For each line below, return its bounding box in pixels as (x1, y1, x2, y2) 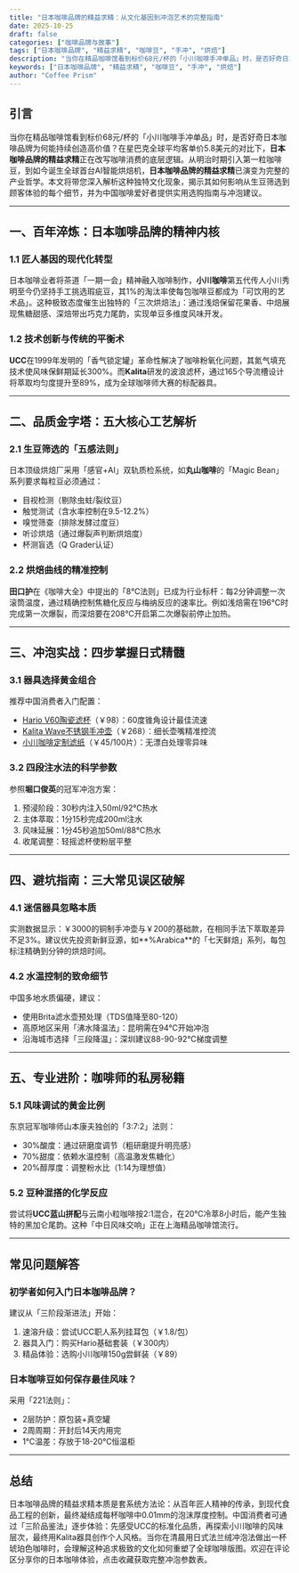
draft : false (9, 29, 58, 38)
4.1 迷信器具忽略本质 (9, 901, 97, 914)
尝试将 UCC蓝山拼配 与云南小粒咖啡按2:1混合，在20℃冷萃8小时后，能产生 (9, 1209, 279, 1219)
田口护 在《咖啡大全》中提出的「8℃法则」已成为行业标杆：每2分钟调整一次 (9, 585, 286, 597)
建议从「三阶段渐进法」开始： (9, 1308, 118, 1318)
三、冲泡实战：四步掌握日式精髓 (9, 645, 185, 660)
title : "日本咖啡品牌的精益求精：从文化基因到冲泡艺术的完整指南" (9, 12, 224, 22)
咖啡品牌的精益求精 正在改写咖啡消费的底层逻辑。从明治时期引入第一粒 (9, 153, 267, 165)
